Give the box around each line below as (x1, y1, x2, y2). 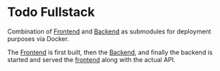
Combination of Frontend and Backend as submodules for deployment (7, 27, 212, 35)
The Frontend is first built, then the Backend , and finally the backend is (7, 48, 213, 56)
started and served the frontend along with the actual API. (7, 55, 176, 63)
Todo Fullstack (7, 4, 95, 20)
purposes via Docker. (7, 34, 69, 42)
